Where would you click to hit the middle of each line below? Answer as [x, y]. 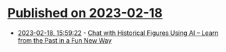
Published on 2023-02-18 [85, 13]
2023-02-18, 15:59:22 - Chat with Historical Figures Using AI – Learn [118, 33]
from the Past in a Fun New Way [65, 40]
